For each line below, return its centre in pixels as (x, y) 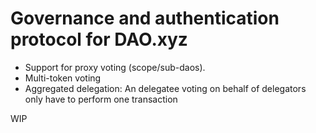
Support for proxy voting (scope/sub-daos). (115, 67)
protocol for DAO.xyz (99, 39)
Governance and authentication (145, 18)
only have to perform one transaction (101, 99)
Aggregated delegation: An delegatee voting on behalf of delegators (165, 88)
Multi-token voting (63, 78)
